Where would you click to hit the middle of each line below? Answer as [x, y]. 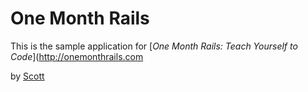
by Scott [27, 76]
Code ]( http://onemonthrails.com [77, 56]
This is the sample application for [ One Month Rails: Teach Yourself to [154, 46]
